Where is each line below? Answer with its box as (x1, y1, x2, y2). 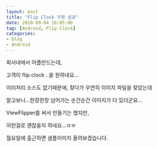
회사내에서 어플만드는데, (6, 59, 62, 66)
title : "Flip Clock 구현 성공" (6, 14, 79, 20)
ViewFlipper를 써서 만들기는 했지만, (6, 109, 89, 116)
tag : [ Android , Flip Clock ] (6, 25, 76, 31)
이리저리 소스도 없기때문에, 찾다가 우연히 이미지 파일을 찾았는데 (6, 84, 153, 91)
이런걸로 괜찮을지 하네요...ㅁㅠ (6, 122, 76, 129)
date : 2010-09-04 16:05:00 (6, 20, 73, 25)
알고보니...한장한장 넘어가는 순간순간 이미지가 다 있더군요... (6, 96, 143, 104)
